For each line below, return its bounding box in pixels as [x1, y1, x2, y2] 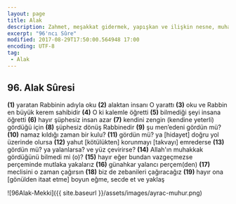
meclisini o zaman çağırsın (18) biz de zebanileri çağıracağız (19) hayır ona [7, 168, 223, 176]
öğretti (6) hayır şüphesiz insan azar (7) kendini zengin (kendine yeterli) [7, 115, 214, 123]
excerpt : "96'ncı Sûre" [7, 29, 77, 37]
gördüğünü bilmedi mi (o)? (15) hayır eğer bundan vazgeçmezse [7, 152, 193, 161]
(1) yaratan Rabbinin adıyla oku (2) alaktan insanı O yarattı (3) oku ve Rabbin [7, 100, 228, 109]
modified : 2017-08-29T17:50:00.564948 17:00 [7, 36, 140, 43]
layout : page [7, 10, 46, 18]
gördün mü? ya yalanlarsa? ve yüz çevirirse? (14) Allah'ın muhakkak [7, 145, 204, 154]
